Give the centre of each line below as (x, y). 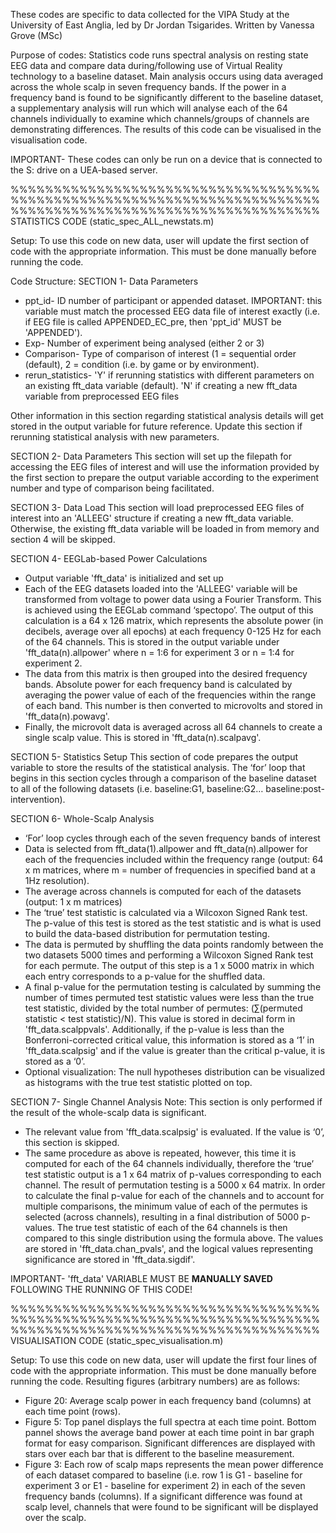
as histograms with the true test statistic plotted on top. (138, 1082)
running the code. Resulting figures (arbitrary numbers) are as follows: (155, 1381)
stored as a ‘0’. (55, 1061)
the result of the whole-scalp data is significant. (108, 1112)
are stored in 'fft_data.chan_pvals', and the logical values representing (168, 1248)
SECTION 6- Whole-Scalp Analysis (82, 818)
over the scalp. (55, 1517)
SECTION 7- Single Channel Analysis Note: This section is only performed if (166, 1102)
